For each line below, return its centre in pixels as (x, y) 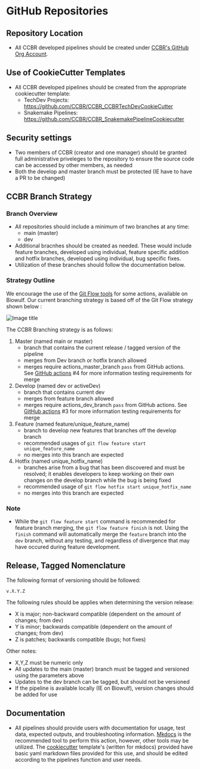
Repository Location (45, 33)
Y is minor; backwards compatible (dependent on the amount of (93, 626)
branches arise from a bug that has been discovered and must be (104, 467)
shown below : (24, 306)
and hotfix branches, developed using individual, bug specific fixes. (98, 258)
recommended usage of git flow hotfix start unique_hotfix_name (107, 486)
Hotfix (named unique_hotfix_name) (59, 461)
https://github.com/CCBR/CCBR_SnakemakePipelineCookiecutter (104, 119)
